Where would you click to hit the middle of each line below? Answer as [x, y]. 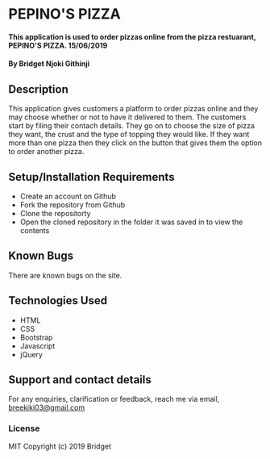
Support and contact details [80, 380]
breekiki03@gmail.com [47, 407]
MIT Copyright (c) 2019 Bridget [60, 446]
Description [38, 89]
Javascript [37, 346]
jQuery [31, 354]
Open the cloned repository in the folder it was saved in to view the [131, 222]
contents [35, 230]
